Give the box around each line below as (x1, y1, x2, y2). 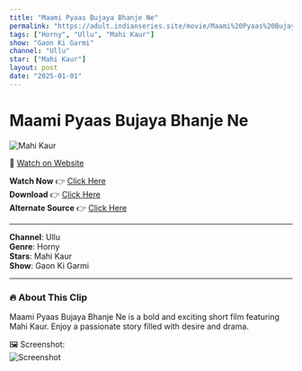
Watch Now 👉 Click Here (9, 175, 106, 186)
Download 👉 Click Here (9, 189, 101, 199)
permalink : (9, 22, 50, 31)
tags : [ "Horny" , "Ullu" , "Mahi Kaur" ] (9, 30, 155, 39)
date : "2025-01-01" (9, 72, 83, 81)
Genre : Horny (9, 241, 60, 252)
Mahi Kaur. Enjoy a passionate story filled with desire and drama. (9, 321, 249, 331)
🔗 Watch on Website (9, 157, 84, 168)
